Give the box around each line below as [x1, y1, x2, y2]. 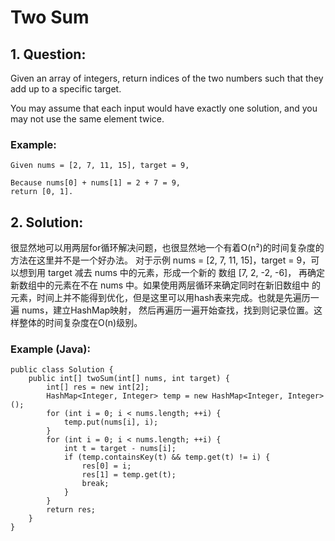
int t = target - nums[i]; [63, 444, 177, 454]
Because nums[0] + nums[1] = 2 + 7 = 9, [10, 178, 182, 188]
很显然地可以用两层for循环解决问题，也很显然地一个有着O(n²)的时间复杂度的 [10, 242, 325, 254]
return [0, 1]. [10, 187, 74, 197]
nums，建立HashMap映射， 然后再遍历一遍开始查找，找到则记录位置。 [21, 304, 315, 316]
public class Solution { [10, 365, 114, 375]
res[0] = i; [81, 461, 132, 471]
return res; [46, 505, 97, 515]
